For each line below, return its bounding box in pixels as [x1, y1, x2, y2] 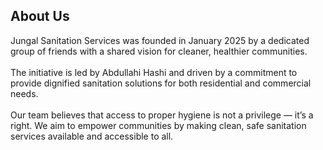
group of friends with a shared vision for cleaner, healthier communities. [10, 45, 308, 57]
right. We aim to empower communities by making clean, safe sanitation [10, 119, 307, 131]
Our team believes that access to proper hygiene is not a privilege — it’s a [10, 109, 314, 121]
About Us [10, 8, 70, 25]
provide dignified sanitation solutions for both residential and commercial [10, 77, 312, 89]
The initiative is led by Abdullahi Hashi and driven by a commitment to [10, 66, 298, 78]
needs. [10, 87, 39, 99]
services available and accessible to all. [10, 130, 174, 142]
